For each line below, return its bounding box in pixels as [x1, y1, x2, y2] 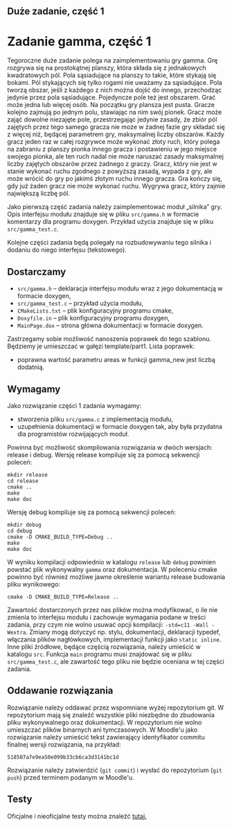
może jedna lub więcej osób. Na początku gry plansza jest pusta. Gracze [7, 101, 215, 109]
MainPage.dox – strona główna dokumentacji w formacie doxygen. [17, 321, 204, 329]
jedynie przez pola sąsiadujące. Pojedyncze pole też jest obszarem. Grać [7, 93, 216, 101]
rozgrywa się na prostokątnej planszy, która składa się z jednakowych [7, 64, 206, 72]
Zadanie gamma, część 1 [7, 33, 152, 49]
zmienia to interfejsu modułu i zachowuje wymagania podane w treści [7, 613, 206, 621]
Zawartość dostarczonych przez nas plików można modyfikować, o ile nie [7, 605, 218, 614]
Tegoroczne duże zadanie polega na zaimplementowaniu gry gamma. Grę [7, 56, 218, 65]
